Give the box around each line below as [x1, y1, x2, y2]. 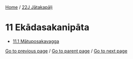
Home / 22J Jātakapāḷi [5, 4, 53, 10]
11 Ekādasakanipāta [5, 22, 90, 33]
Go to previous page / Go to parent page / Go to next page [5, 47, 128, 54]
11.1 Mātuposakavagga [12, 38, 59, 44]
